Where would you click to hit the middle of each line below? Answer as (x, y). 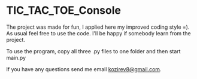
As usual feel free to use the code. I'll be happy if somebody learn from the (99, 33)
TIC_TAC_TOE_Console (64, 10)
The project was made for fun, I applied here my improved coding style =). (98, 27)
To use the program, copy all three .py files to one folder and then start (93, 51)
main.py (16, 57)
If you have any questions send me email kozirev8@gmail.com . (84, 69)
